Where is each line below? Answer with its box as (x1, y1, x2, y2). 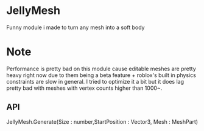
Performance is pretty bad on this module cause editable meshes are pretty (6, 65, 196, 72)
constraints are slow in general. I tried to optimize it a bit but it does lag (6, 78, 185, 85)
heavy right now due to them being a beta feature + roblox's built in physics (6, 71, 197, 79)
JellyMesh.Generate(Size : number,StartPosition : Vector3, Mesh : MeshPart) (6, 118, 199, 125)
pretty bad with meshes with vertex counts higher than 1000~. (6, 84, 163, 92)
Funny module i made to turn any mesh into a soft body (6, 24, 145, 31)
